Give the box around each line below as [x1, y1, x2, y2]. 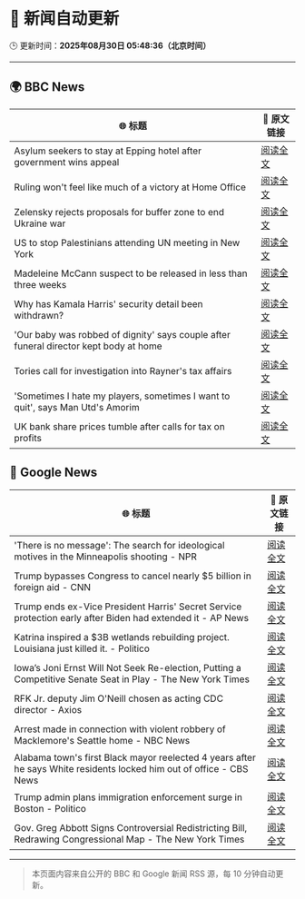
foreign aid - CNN [14, 580, 91, 593]
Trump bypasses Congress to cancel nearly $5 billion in [14, 569, 251, 582]
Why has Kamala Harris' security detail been [14, 297, 203, 310]
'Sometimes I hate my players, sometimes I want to [14, 390, 231, 402]
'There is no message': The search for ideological [14, 538, 225, 551]
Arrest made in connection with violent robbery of [14, 723, 226, 736]
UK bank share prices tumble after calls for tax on [14, 420, 225, 432]
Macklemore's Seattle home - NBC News [14, 734, 191, 746]
